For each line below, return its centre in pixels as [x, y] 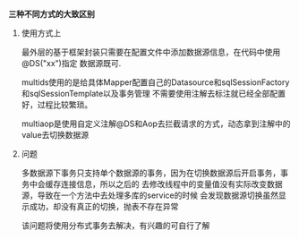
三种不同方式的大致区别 [51, 14]
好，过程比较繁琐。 [57, 105]
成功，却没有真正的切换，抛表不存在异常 [104, 206]
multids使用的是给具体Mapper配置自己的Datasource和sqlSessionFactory [155, 82]
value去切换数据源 [55, 135]
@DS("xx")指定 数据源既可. [71, 63]
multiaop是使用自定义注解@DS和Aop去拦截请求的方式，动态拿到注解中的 [156, 124]
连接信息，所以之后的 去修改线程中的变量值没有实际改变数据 [171, 184]
